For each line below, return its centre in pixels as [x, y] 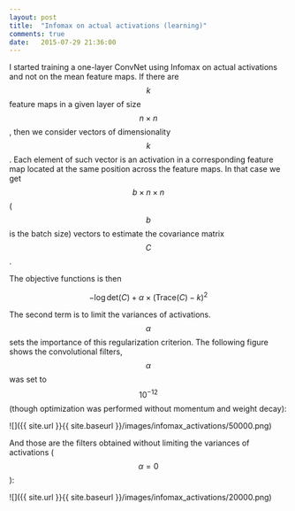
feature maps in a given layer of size [75, 105]
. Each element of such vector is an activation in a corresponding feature [141, 159]
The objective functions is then [65, 279]
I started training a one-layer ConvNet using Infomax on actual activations [144, 67]
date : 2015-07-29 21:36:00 [63, 42]
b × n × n [148, 192]
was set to [28, 379]
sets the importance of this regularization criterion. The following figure [139, 342]
